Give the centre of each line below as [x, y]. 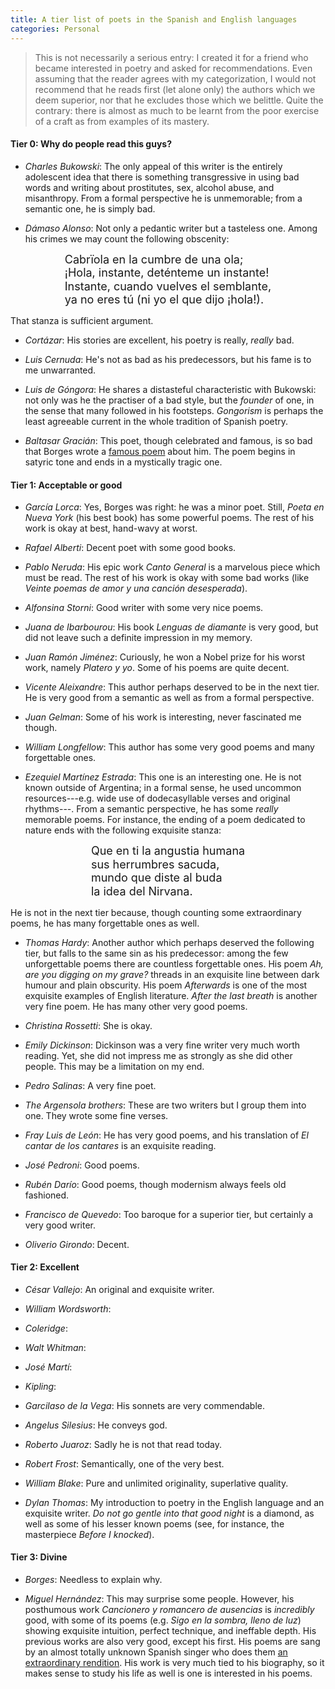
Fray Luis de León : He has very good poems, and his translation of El [166, 1135]
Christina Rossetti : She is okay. [88, 1025]
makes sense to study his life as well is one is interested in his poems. [168, 1673]
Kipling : [40, 1386]
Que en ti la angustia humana [168, 851]
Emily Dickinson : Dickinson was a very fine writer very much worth [162, 1045]
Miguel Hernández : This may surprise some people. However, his [159, 1599]
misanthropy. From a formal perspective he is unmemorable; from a [163, 198]
